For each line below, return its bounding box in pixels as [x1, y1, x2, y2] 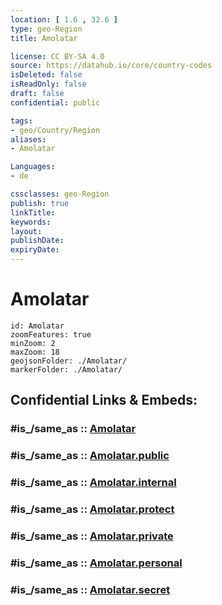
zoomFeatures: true [10, 329, 92, 340]
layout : [10, 226, 43, 236]
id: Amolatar [10, 321, 65, 331]
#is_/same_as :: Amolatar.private [10, 529, 174, 543]
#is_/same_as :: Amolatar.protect [10, 502, 175, 516]
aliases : [10, 134, 47, 145]
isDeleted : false [10, 70, 83, 80]
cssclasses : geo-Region [10, 189, 110, 199]
